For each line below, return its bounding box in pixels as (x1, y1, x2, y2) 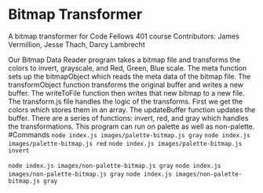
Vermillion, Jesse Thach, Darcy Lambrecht (8, 39, 145, 49)
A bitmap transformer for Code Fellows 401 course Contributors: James (8, 31, 239, 41)
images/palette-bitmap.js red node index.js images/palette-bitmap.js (8, 140, 243, 147)
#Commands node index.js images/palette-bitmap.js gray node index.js (8, 129, 250, 139)
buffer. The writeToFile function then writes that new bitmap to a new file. (8, 88, 245, 97)
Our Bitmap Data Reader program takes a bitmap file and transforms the (8, 55, 241, 64)
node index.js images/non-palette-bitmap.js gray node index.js (8, 162, 221, 169)
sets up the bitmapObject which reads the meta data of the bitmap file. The (8, 71, 251, 81)
